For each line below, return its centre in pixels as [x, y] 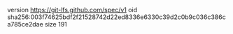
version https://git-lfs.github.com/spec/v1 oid [72, 10]
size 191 [56, 24]
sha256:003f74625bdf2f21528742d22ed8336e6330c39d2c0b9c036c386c [116, 17]
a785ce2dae [25, 24]
